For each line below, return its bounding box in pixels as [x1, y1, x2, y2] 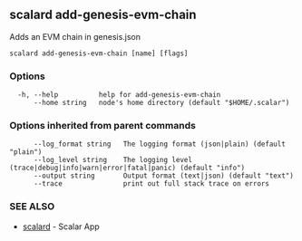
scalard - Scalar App [22, 221, 100, 232]
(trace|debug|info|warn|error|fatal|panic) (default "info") [9, 163, 246, 173]
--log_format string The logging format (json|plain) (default [33, 140, 286, 149]
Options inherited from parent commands [9, 120, 197, 132]
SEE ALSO [9, 200, 55, 213]
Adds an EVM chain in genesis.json [9, 31, 141, 42]
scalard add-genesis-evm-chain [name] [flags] [9, 49, 189, 58]
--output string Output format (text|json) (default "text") [33, 171, 295, 180]
